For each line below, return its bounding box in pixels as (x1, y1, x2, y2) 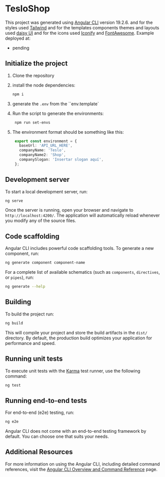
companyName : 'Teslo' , (19, 148, 66, 153)
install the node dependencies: (12, 82, 76, 88)
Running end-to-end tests (5, 396, 87, 405)
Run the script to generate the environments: (12, 110, 104, 116)
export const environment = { (14, 139, 77, 144)
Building (5, 298, 31, 306)
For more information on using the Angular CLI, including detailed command (5, 461, 160, 467)
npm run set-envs (14, 120, 51, 125)
